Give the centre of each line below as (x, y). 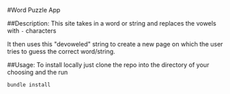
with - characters (32, 31)
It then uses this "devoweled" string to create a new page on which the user (115, 44)
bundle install (29, 85)
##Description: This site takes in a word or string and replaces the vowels (112, 23)
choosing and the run (38, 72)
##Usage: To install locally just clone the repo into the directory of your (108, 65)
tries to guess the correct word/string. (61, 51)
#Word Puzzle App (34, 10)
